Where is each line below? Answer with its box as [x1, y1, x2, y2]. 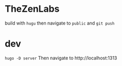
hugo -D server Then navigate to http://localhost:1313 [5, 55, 117, 61]
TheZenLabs [5, 3, 60, 15]
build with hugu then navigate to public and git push [5, 20, 115, 26]
